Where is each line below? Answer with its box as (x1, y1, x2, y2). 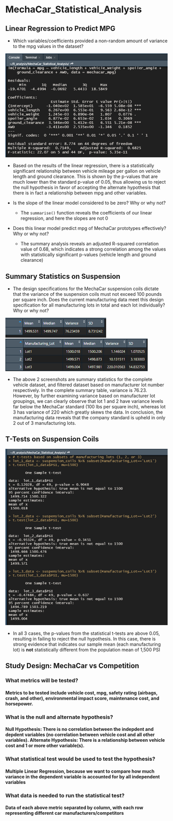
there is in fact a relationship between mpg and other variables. (12, 190, 147, 196)
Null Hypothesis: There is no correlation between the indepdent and (5, 726, 154, 733)
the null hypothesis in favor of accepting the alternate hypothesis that (12, 184, 161, 191)
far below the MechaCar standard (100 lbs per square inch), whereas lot (12, 404, 166, 409)
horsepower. (5, 701, 33, 707)
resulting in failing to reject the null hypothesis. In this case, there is (12, 635, 156, 641)
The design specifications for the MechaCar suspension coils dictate (12, 285, 159, 292)
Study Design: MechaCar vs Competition (5, 662, 140, 670)
